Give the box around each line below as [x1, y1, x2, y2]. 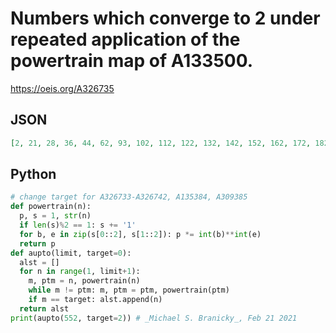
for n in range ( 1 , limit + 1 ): [19, 267, 141, 277]
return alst [19, 303, 70, 314]
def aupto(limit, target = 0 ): [10, 248, 132, 258]
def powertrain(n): [10, 202, 92, 212]
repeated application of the [10, 28, 241, 51]
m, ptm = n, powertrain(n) [28, 276, 141, 286]
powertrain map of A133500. [10, 50, 254, 72]
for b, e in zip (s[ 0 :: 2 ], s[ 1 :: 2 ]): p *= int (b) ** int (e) [19, 229, 262, 239]
